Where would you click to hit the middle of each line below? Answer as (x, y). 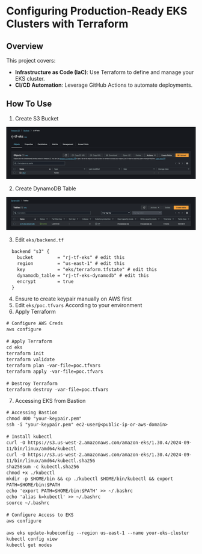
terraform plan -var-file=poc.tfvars (54, 366)
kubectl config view (32, 539)
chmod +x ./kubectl (31, 473)
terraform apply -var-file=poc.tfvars (55, 372)
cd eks (14, 347)
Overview (25, 46)
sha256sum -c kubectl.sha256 (43, 467)
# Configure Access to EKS (40, 515)
